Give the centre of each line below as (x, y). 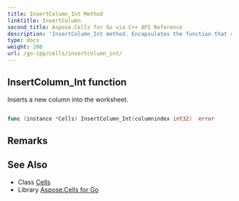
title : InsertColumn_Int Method (55, 14)
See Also (27, 165)
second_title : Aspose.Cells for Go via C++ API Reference (95, 27)
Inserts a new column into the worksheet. (68, 99)
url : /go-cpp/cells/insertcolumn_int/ (65, 54)
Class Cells (34, 182)
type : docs (23, 40)
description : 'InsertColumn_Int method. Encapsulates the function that (117, 34)
